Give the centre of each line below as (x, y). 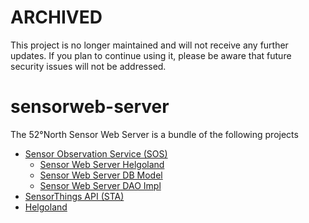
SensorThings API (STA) (74, 196)
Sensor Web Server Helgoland (102, 164)
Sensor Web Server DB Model (101, 175)
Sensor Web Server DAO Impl (100, 185)
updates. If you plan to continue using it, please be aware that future (151, 55)
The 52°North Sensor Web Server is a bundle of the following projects (154, 134)
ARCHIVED (56, 17)
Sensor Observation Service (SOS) (96, 153)
